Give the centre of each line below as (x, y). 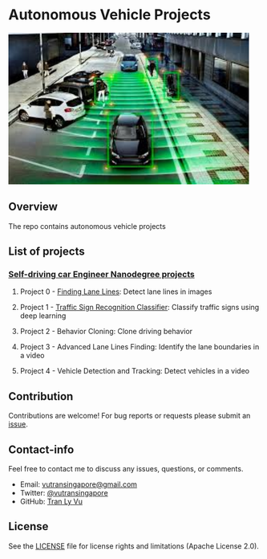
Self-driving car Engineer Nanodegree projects (101, 274)
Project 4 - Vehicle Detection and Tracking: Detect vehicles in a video (135, 371)
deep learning (43, 316)
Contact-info (41, 449)
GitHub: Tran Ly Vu (51, 501)
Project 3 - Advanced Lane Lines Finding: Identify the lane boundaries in (140, 347)
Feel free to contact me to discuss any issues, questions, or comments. (126, 468)
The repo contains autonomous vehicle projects (87, 226)
